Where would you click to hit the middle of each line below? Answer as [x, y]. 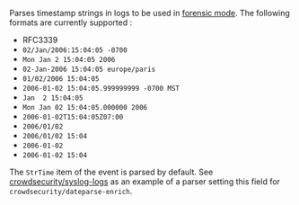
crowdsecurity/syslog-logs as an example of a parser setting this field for [145, 182]
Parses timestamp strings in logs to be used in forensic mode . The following [149, 13]
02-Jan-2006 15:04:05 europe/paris [89, 69]
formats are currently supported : [71, 22]
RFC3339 [40, 40]
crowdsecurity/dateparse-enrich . [71, 191]
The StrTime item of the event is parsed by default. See [111, 172]
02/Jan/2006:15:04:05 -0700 [75, 50]
